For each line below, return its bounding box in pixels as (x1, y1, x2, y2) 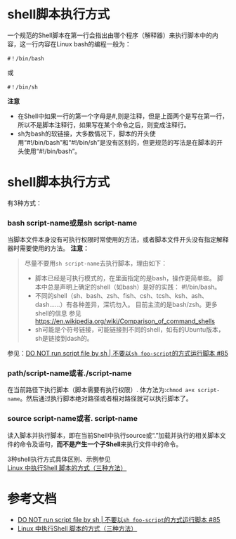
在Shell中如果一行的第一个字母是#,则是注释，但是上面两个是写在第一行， (17, 112, 228, 120)
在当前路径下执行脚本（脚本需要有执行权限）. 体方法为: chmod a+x (7, 386, 195, 394)
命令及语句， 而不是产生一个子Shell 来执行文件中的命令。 (19, 440, 183, 448)
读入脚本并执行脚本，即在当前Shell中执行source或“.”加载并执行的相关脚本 (7, 431, 220, 439)
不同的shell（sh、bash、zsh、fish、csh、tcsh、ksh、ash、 (34, 292, 209, 300)
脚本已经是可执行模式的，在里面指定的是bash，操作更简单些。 (34, 274, 216, 283)
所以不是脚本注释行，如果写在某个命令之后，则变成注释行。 (17, 120, 190, 129)
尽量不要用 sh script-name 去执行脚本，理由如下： (24, 259, 168, 268)
